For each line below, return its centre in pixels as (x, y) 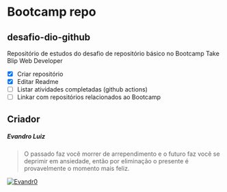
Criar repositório (40, 74)
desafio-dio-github (49, 37)
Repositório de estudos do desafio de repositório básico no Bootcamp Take (113, 53)
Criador (24, 119)
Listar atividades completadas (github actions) (82, 90)
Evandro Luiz (26, 137)
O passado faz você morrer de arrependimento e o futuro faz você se (122, 154)
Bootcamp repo (52, 12)
